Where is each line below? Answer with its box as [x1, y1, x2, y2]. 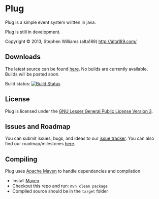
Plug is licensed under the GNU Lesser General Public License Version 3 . [5, 108, 153, 114]
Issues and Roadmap [5, 122, 70, 131]
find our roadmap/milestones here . [5, 141, 75, 147]
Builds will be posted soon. [5, 71, 60, 77]
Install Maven [12, 178, 39, 184]
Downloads [5, 53, 41, 61]
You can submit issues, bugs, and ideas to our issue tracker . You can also [5, 135, 154, 141]
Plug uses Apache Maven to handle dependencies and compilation [5, 168, 141, 174]
